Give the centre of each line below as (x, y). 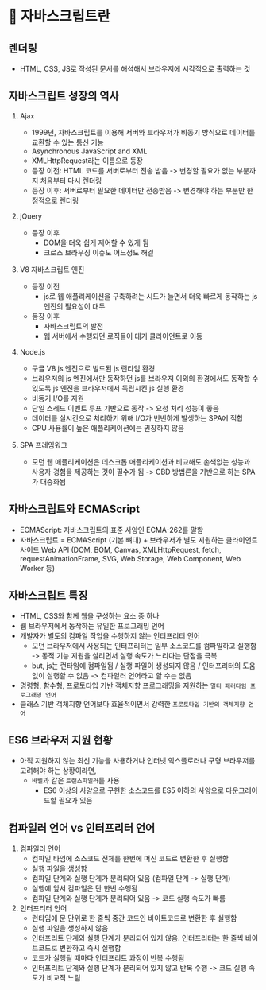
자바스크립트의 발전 (73, 326)
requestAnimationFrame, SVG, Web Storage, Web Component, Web (130, 558)
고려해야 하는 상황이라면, (58, 771)
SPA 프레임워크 (43, 445)
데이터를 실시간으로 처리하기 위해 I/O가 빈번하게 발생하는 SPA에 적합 (137, 417)
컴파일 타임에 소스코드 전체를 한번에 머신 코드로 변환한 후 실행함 (130, 859)
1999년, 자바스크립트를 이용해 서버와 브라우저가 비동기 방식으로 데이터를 (143, 132)
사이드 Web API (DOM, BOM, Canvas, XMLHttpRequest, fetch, (120, 549)
